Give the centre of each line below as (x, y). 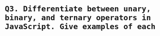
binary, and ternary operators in (78, 18)
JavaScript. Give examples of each (80, 27)
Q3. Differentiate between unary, (78, 9)
